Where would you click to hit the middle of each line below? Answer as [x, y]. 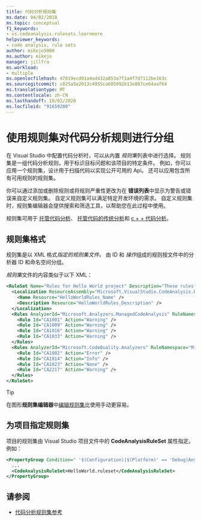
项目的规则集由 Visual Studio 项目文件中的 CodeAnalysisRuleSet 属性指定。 [100, 441]
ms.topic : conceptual [33, 23]
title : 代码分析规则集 [31, 12]
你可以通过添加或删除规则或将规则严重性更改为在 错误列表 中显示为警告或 [96, 191]
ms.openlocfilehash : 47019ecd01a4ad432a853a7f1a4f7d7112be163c [87, 78]
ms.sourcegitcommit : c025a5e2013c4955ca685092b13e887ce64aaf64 [87, 84]
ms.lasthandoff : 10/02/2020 [41, 101]
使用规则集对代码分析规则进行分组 [90, 138]
